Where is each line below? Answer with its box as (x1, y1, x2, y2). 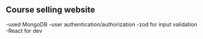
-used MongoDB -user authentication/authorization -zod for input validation (6, 20, 197, 28)
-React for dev (6, 27, 42, 34)
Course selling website (6, 5, 96, 15)
